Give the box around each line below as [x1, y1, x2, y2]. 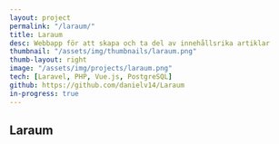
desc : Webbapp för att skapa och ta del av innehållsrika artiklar [9, 38, 271, 48]
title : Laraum [9, 30, 64, 39]
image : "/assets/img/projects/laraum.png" [9, 64, 173, 73]
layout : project [9, 13, 71, 23]
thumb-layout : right [9, 55, 88, 64]
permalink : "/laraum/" [9, 22, 95, 31]
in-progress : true [9, 89, 79, 98]
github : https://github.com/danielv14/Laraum [9, 81, 184, 90]
